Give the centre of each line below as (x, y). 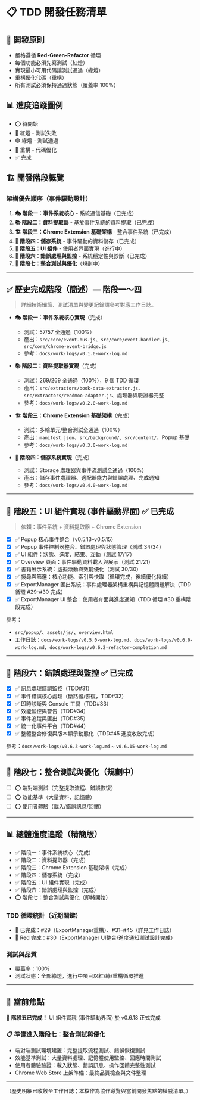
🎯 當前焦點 (25, 1002)
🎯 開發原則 (25, 40)
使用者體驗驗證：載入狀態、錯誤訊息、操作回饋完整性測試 (85, 1065)
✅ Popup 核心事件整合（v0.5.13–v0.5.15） (65, 539)
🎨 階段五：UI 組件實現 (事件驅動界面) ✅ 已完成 (90, 511)
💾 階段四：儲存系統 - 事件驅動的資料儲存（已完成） (77, 241)
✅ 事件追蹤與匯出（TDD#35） (51, 718)
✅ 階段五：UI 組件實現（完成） (52, 882)
